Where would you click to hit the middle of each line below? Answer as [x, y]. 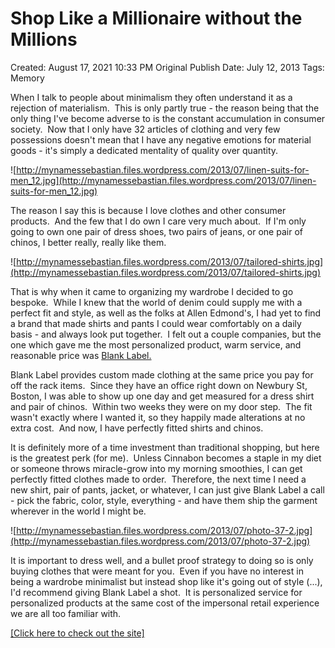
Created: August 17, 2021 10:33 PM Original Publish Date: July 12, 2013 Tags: [167, 67]
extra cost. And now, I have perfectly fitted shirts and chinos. [137, 428]
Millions [44, 39]
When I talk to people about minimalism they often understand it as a [151, 97]
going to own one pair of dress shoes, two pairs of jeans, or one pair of [156, 231]
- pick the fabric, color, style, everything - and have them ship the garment [164, 500]
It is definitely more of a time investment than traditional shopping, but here [165, 447]
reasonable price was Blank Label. [81, 355]
